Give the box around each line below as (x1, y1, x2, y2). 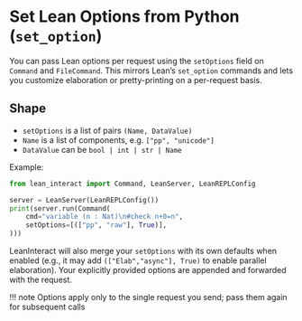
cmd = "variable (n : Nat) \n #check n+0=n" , (25, 212, 183, 222)
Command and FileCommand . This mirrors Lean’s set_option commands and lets (9, 65, 294, 76)
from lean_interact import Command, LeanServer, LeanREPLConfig (9, 179, 256, 188)
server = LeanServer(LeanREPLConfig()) (9, 195, 160, 204)
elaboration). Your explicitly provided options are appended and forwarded (9, 265, 287, 275)
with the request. (9, 274, 72, 285)
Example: (9, 161, 44, 173)
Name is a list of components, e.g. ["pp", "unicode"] (22, 134, 215, 146)
